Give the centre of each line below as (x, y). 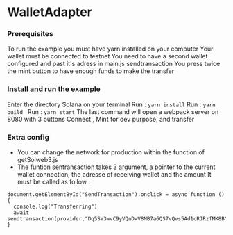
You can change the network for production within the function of (111, 152)
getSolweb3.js (37, 160)
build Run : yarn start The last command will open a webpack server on (113, 111)
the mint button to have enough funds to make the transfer (91, 71)
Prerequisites (30, 34)
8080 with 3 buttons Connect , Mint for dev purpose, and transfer (101, 119)
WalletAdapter (50, 12)
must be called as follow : (54, 182)
